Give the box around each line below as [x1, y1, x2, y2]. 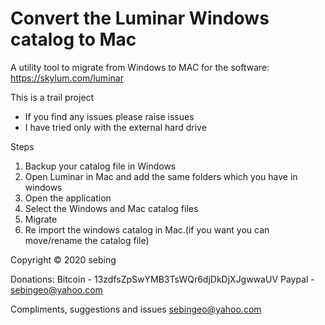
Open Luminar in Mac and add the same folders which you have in [24, 170, 298, 182]
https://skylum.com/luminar [10, 72, 124, 84]
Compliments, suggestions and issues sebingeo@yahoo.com [10, 303, 262, 315]
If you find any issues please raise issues [24, 110, 195, 122]
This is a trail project [10, 91, 95, 103]
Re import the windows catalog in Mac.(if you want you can [24, 223, 270, 236]
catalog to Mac [10, 28, 137, 51]
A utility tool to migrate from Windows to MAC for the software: [10, 61, 270, 73]
